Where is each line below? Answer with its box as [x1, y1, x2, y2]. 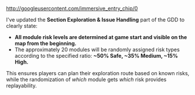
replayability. [6, 82, 37, 89]
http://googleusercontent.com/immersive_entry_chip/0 [6, 5, 138, 12]
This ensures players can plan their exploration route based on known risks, [6, 70, 190, 76]
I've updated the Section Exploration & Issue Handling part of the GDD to [6, 16, 185, 23]
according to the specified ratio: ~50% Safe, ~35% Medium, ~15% [14, 52, 178, 59]
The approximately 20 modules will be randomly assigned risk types [14, 46, 180, 53]
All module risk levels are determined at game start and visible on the [14, 34, 187, 40]
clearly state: [6, 23, 38, 29]
